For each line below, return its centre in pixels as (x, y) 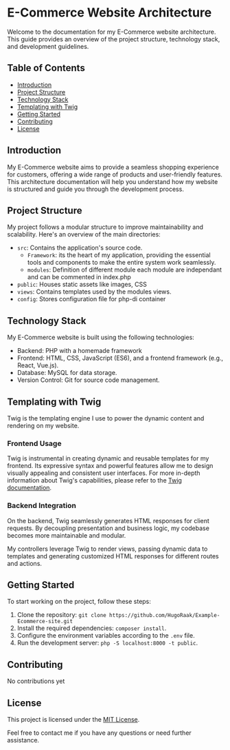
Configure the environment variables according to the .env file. (106, 636)
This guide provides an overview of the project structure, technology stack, (114, 39)
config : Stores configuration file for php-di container (91, 299)
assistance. (23, 740)
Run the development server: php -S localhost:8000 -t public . (107, 643)
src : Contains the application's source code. (80, 248)
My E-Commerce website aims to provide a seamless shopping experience (113, 167)
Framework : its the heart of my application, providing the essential (119, 255)
